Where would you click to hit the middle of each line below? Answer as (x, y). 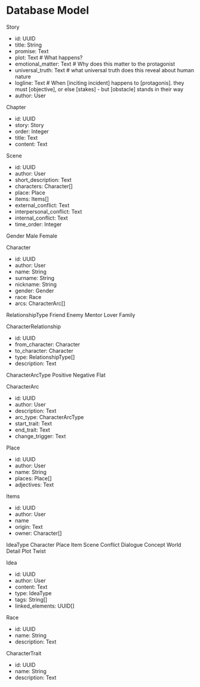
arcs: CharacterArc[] (40, 303)
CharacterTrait (24, 653)
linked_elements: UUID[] (44, 606)
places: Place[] (33, 478)
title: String (28, 45)
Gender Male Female (32, 236)
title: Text (26, 137)
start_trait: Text (33, 423)
